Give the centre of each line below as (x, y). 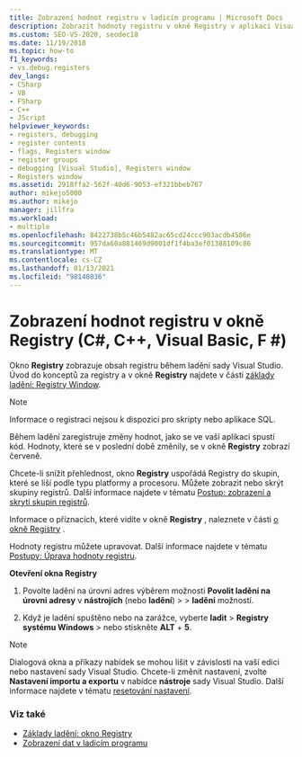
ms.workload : (34, 218)
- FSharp (26, 101)
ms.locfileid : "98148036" (58, 277)
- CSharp (26, 85)
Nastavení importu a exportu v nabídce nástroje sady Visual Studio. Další (147, 681)
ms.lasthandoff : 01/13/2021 (62, 269)
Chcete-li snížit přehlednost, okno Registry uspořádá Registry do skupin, (145, 473)
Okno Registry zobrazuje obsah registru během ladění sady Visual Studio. (147, 365)
